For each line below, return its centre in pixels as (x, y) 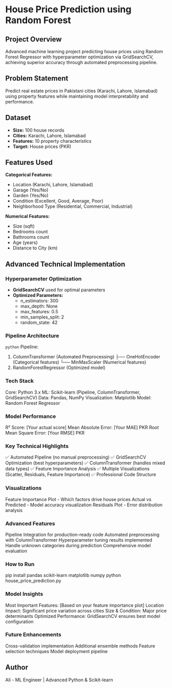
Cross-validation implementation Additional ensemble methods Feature (80, 646)
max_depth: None (39, 306)
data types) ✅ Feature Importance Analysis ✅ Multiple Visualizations (78, 469)
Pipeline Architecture (32, 336)
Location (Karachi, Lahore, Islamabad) (53, 185)
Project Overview (34, 39)
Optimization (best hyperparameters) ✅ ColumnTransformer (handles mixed (85, 463)
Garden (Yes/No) (30, 196)
